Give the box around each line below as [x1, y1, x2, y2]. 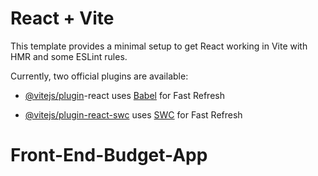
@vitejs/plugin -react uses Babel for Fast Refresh [24, 89, 225, 101]
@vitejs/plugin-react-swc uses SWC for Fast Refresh [24, 108, 243, 121]
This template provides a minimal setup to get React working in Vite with [10, 40, 308, 52]
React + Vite [10, 7, 115, 30]
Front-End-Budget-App [10, 144, 208, 167]
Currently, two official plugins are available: [10, 70, 189, 82]
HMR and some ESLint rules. [10, 50, 128, 62]
